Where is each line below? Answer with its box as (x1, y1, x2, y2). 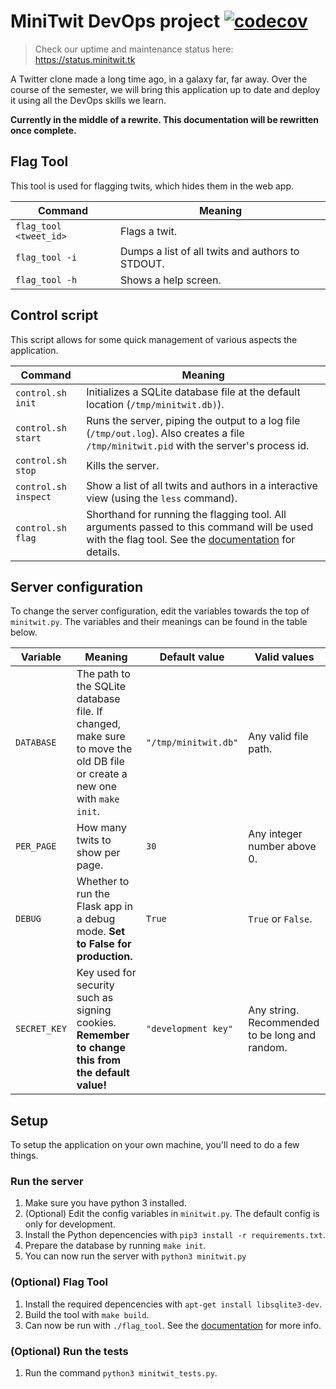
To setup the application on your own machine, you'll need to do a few (10, 1139, 300, 1151)
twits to (76, 833, 112, 847)
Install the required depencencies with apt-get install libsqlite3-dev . (24, 1298, 323, 1310)
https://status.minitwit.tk (34, 53, 136, 65)
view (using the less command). (86, 491, 238, 505)
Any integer (248, 827, 303, 841)
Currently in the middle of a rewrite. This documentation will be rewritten (10, 113, 320, 125)
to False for (76, 937, 132, 951)
